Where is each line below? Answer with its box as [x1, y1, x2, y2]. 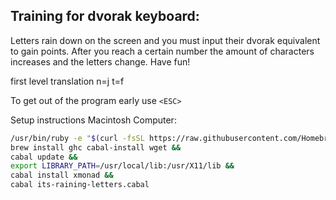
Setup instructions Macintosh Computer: [10, 114, 177, 126]
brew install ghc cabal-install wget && [10, 142, 182, 153]
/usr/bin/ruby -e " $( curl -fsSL [10, 133, 145, 143]
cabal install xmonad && [10, 170, 114, 181]
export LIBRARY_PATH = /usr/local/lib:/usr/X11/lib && [10, 161, 235, 171]
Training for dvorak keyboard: [10, 8, 200, 25]
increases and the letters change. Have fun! [10, 55, 191, 68]
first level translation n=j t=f [10, 75, 125, 87]
